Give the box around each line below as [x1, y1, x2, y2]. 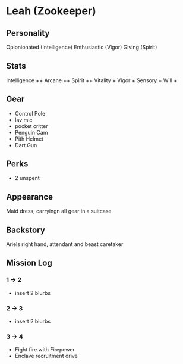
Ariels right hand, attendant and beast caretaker [6, 241, 124, 248]
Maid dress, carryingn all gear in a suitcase [6, 207, 112, 215]
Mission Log [6, 258, 52, 268]
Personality [6, 28, 50, 38]
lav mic [14, 116, 33, 123]
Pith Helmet [14, 135, 43, 142]
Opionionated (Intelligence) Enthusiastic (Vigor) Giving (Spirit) [6, 43, 157, 51]
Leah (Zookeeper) [6, 4, 96, 18]
